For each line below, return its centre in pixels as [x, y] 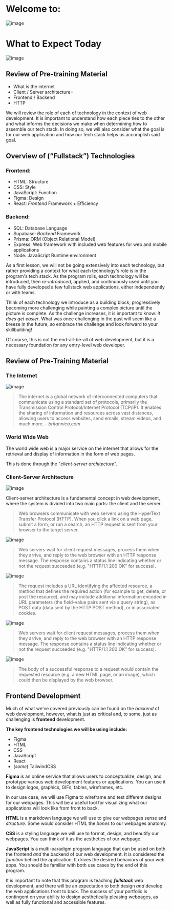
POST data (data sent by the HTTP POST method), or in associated [89, 607]
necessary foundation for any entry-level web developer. [66, 345]
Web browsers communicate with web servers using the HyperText [89, 513]
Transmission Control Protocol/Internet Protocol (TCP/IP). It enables [90, 407]
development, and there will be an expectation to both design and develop [84, 886]
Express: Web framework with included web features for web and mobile [90, 244]
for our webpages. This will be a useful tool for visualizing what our [77, 802]
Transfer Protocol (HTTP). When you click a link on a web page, [85, 519]
